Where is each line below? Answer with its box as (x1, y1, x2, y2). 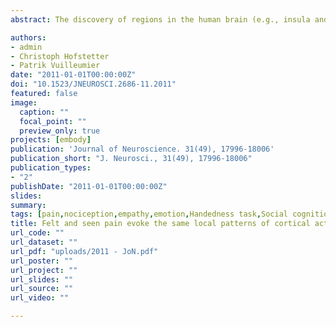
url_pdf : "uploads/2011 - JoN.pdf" (10, 246, 159, 256)
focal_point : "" (19, 116, 87, 126)
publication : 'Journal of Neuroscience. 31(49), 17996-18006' (10, 144, 275, 155)
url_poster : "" (10, 256, 74, 266)
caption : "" (19, 107, 70, 117)
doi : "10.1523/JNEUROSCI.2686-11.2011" (10, 79, 177, 90)
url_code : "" (10, 228, 65, 238)
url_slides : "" (10, 274, 74, 285)
